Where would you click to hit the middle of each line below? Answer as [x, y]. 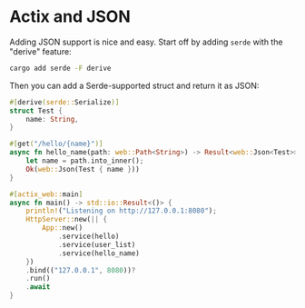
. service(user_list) [97, 244]
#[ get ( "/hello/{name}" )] [56, 144]
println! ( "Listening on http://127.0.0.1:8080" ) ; [122, 211]
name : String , [52, 119]
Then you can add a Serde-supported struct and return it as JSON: [134, 85]
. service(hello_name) [99, 253]
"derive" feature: [40, 51]
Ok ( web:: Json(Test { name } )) [83, 169]
